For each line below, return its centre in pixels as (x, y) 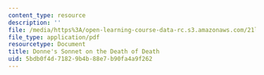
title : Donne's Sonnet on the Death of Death (84, 52)
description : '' (35, 23)
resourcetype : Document (47, 45)
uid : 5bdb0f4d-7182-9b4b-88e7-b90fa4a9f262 (81, 59)
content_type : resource (47, 15)
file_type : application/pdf (54, 37)
